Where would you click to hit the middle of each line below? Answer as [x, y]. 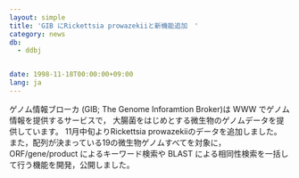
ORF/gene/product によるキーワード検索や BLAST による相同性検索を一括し [149, 153]
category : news [37, 34]
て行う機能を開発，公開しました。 [72, 165]
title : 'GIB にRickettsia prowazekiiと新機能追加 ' [104, 26]
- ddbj [29, 51]
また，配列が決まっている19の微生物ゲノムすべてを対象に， [117, 142]
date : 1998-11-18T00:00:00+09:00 [71, 75]
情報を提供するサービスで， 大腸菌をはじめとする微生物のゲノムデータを [143, 120]
